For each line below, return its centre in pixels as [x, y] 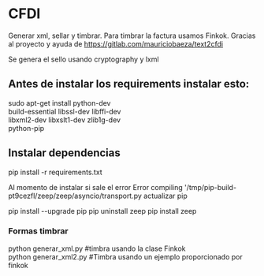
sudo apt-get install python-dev [59, 103]
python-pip [26, 128]
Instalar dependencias [64, 153]
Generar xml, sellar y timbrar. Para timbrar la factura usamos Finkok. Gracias [132, 35]
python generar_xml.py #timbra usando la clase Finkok [97, 248]
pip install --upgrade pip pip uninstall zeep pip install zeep [102, 211]
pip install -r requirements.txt [55, 172]
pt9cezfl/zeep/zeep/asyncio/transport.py [75, 196]
